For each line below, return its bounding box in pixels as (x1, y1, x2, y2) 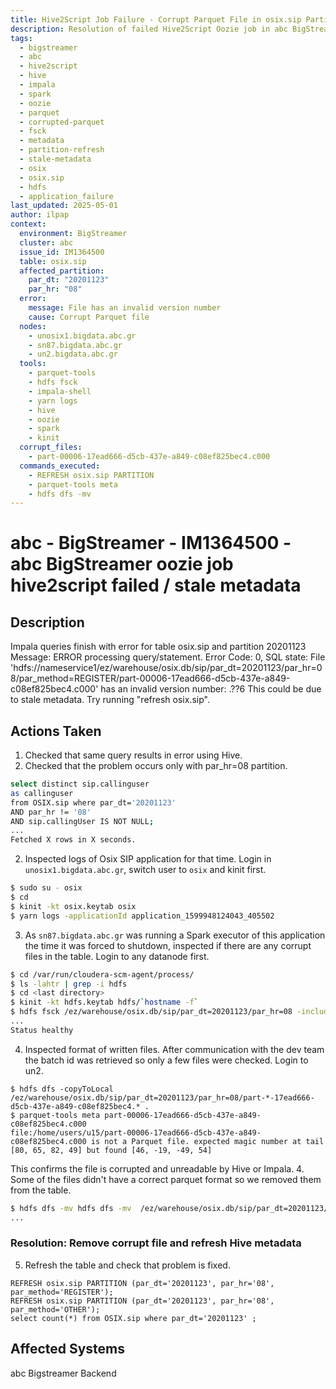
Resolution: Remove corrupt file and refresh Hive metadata (10, 1236, 302, 1250)
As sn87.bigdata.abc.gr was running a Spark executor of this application (24, 929, 326, 941)
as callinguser (10, 788, 74, 798)
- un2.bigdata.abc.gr (28, 349, 118, 360)
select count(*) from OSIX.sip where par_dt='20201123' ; (10, 1313, 257, 1323)
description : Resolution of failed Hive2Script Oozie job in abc (10, 24, 288, 34)
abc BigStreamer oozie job (10, 553, 234, 576)
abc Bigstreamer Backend (10, 1367, 117, 1379)
